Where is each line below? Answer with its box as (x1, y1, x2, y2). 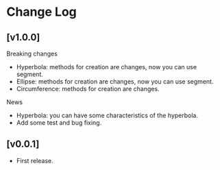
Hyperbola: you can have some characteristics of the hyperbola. (16, 111, 198, 119)
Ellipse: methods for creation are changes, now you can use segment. (16, 77, 214, 86)
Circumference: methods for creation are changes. (16, 85, 160, 93)
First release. (16, 156, 53, 165)
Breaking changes (6, 49, 58, 58)
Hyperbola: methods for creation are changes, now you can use (16, 63, 197, 71)
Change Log (6, 4, 77, 20)
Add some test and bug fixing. (16, 119, 102, 127)
